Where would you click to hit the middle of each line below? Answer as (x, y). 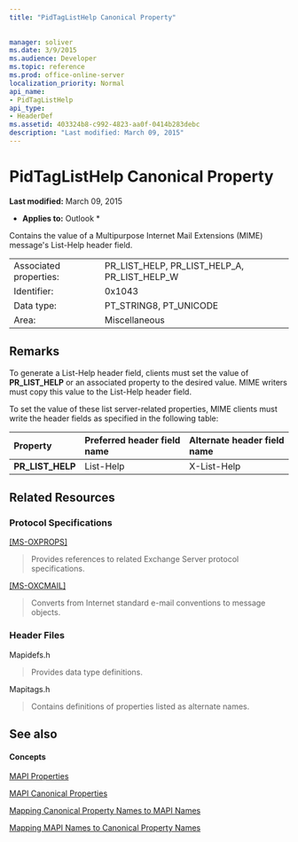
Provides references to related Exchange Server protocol (135, 559)
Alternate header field (237, 440)
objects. (46, 612)
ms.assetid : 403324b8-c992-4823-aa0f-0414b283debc (105, 125)
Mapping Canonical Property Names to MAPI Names (105, 811)
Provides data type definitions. (87, 672)
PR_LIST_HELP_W (142, 277)
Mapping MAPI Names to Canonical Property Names (105, 828)
